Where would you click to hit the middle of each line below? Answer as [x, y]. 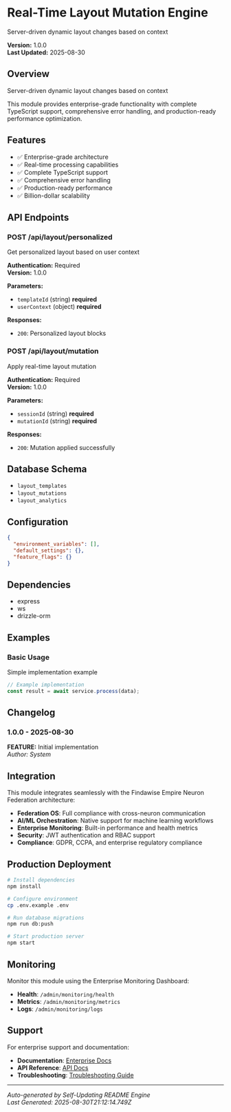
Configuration [38, 522]
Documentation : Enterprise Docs [64, 1060]
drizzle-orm [34, 616]
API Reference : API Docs [53, 1067]
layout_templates [42, 486]
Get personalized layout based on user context [73, 252]
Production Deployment [59, 864]
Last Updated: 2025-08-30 [46, 52]
